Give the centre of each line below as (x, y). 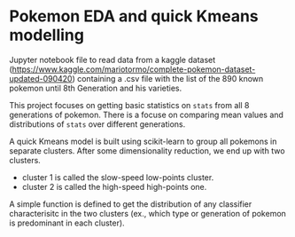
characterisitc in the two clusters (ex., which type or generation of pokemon (147, 213)
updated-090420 (41, 78)
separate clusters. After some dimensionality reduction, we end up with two (147, 150)
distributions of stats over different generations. (97, 124)
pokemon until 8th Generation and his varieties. (96, 88)
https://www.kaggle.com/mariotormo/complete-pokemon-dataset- (134, 69)
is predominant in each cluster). (67, 223)
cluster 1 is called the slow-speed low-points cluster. (118, 177)
